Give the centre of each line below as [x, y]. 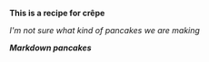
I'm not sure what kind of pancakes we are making [104, 30]
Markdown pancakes [51, 48]
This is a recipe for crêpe [57, 13]
